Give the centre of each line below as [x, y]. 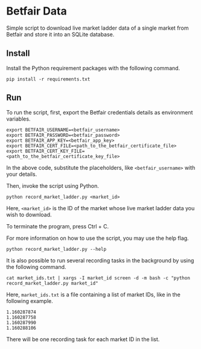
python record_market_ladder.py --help [56, 249]
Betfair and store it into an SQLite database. [60, 34]
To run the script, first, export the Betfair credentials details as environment [100, 112]
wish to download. [29, 214]
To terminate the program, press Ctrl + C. [58, 226]
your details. [22, 174]
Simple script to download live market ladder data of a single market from [97, 28]
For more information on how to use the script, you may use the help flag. [97, 238]
